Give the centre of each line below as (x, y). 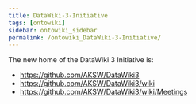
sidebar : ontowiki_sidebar (53, 30)
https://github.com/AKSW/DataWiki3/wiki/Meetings (104, 92)
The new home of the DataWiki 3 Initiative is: (81, 60)
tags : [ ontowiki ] (37, 23)
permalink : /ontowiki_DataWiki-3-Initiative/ (85, 37)
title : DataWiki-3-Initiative (58, 15)
